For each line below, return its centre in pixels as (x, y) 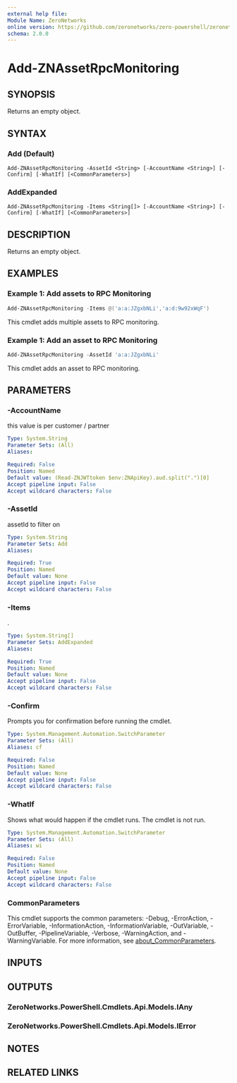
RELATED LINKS (43, 1073)
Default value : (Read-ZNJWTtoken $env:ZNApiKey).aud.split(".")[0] (109, 478)
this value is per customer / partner (59, 426)
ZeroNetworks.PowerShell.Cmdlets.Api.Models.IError (102, 1026)
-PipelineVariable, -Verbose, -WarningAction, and (110, 933)
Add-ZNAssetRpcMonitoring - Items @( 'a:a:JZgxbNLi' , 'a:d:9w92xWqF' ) (109, 308)
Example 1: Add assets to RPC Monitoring (79, 294)
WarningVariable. (32, 940)
